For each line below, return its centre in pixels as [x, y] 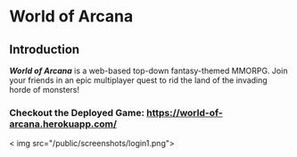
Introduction [45, 50]
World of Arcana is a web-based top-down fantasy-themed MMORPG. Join [148, 70]
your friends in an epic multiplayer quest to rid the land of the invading [138, 80]
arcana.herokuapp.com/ [63, 124]
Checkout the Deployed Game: [77, 112]
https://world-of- [185, 112]
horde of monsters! [45, 90]
